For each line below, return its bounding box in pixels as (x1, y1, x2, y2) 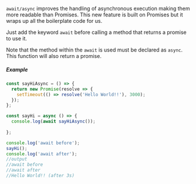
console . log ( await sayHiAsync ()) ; (11, 118, 96, 125)
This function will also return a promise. (6, 53, 102, 59)
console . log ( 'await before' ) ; (6, 140, 80, 146)
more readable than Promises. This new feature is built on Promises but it (6, 11, 183, 18)
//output (6, 156, 28, 162)
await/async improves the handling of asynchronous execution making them (6, 5, 191, 12)
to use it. (6, 35, 28, 42)
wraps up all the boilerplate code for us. (6, 18, 103, 24)
